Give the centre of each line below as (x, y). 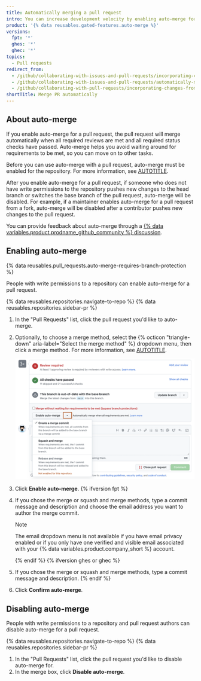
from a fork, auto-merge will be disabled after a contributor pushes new (95, 208)
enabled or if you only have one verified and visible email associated (99, 543)
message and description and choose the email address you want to (99, 507)
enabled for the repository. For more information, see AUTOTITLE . (87, 171)
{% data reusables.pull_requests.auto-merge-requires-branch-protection (96, 265)
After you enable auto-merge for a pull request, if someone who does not (96, 182)
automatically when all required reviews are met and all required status (93, 140)
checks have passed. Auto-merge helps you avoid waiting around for (91, 146)
